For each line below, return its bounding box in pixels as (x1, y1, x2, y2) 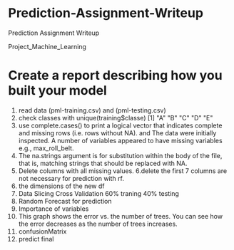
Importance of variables (18, 204, 89, 213)
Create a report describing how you (8, 68, 223, 83)
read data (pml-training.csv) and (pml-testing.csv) (18, 105, 166, 115)
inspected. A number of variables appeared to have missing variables (18, 136, 223, 145)
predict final (18, 234, 54, 243)
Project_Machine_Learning (8, 42, 86, 51)
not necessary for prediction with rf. (18, 174, 124, 182)
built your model (8, 83, 108, 99)
